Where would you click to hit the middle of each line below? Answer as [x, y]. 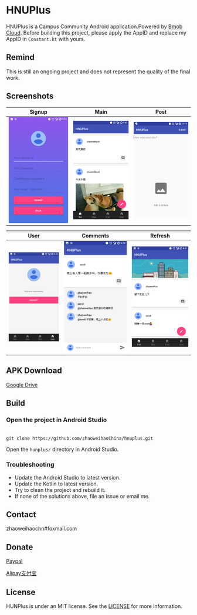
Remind [21, 57]
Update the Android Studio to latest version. [67, 477]
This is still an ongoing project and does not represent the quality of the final [98, 72]
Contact [21, 514]
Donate [20, 547]
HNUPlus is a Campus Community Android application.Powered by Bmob [94, 26]
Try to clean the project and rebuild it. [60, 490]
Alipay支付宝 [21, 573]
